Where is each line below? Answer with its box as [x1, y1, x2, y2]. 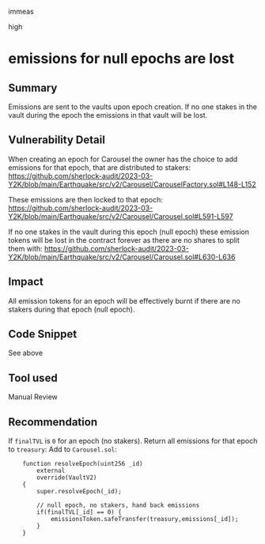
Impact [8, 275, 44, 289]
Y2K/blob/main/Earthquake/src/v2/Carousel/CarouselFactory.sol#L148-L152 [8, 179, 257, 189]
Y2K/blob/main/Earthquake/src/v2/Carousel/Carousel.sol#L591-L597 [8, 211, 233, 221]
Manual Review [8, 392, 58, 402]
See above [8, 348, 44, 358]
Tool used [8, 371, 58, 384]
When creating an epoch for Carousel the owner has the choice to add [8, 154, 238, 164]
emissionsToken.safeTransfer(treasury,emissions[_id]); [50, 516, 239, 523]
